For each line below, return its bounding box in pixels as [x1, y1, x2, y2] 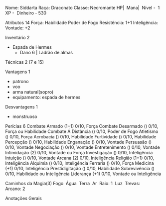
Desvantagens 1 [5, 104, 38, 109]
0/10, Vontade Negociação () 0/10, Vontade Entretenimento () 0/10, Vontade [5, 144, 161, 150]
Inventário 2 [5, 35, 30, 40]
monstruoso [12, 113, 37, 119]
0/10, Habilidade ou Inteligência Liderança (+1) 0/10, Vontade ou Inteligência [5, 171, 161, 177]
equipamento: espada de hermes [12, 95, 81, 100]
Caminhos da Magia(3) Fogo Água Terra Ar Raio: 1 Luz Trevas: [5, 181, 141, 186]
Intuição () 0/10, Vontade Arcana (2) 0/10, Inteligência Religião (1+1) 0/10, [5, 155, 155, 161]
